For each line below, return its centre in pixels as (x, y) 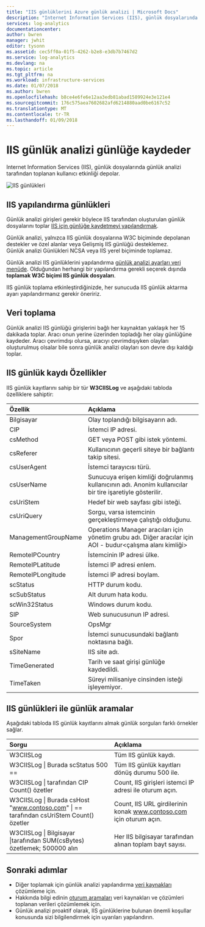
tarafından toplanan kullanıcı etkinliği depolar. (63, 174)
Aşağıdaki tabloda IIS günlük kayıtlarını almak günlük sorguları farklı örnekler (102, 723)
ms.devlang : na (26, 63)
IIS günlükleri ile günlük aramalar (70, 709)
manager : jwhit (26, 40)
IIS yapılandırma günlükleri (58, 204)
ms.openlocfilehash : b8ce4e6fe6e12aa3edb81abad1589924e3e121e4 (88, 97)
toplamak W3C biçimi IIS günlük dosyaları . (61, 275)
